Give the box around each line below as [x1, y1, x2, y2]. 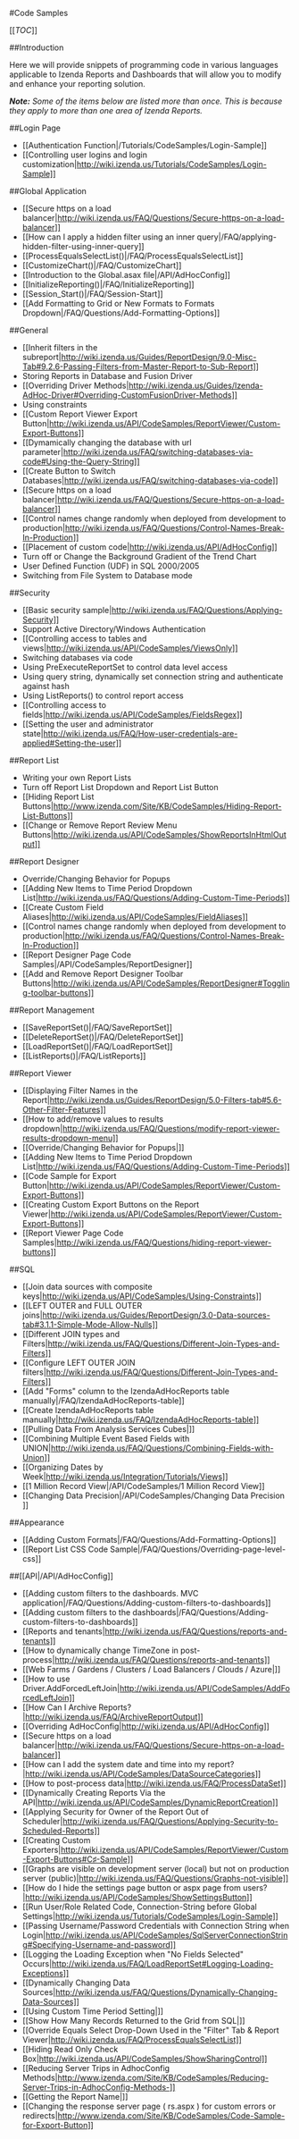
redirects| [21, 2110, 58, 2121]
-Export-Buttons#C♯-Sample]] [21, 1854, 134, 1865]
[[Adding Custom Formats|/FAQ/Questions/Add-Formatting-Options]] [21, 1535, 277, 1545]
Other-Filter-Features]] [21, 1104, 107, 1115]
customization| [21, 159, 78, 169]
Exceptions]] [21, 1968, 70, 1978]
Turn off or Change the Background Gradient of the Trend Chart [21, 552, 257, 561]
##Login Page [9, 122, 61, 133]
